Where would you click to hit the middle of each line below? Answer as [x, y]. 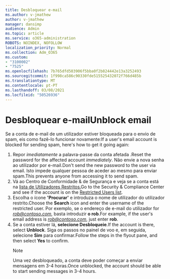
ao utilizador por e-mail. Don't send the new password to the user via [84, 165]
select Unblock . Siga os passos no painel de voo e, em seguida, [79, 230]
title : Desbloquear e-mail [34, 10]
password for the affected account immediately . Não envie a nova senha [88, 160]
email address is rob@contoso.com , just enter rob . [65, 219]
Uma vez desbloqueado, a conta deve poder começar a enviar [78, 260]
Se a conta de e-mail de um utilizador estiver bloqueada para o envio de [80, 134]
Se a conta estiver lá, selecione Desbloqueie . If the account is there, [84, 225]
